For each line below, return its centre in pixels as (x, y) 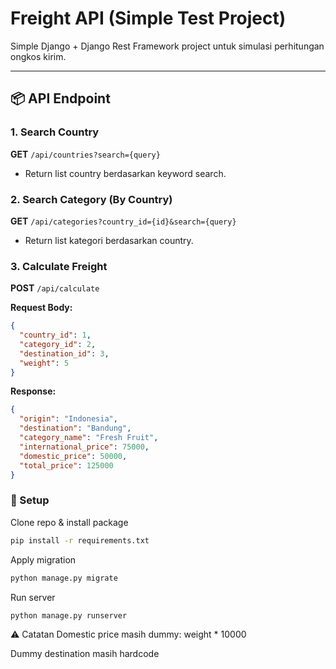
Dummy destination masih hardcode (85, 654)
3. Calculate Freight (59, 266)
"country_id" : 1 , (55, 335)
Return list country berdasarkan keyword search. (125, 173)
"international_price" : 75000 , (84, 447)
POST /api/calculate (55, 288)
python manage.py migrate (64, 578)
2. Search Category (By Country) (91, 199)
